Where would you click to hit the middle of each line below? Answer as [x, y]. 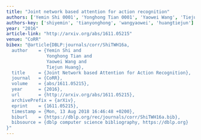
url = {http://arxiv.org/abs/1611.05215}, [73, 95]
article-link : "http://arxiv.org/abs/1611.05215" [69, 34]
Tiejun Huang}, [65, 67]
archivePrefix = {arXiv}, [44, 100]
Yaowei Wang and [66, 61]
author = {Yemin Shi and [47, 51]
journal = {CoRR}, [37, 78]
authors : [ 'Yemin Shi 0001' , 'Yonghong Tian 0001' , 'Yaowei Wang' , [92, 17]
